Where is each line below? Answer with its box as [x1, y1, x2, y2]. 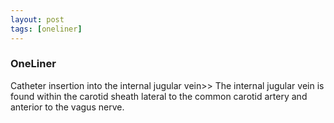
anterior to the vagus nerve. [10, 101, 125, 113]
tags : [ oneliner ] [10, 24, 83, 34]
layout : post [10, 14, 65, 25]
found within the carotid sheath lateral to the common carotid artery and [10, 90, 308, 102]
